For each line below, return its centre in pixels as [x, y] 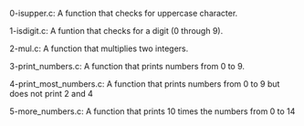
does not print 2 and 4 [51, 94]
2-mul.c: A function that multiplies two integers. [99, 48]
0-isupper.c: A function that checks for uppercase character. [124, 13]
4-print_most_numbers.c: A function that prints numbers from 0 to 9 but [145, 84]
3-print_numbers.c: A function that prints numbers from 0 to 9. [127, 66]
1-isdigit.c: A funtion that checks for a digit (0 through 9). [116, 31]
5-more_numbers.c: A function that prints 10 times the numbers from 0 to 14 [152, 111]
